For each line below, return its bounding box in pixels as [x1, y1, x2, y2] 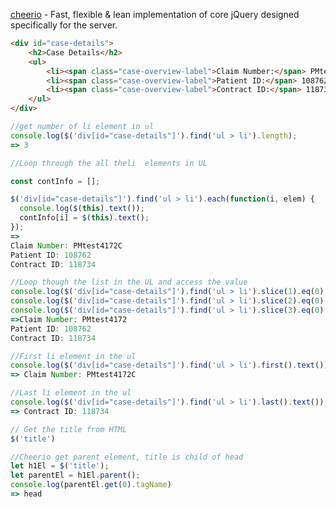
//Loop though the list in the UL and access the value [10, 277, 248, 288]
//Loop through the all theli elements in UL [10, 158, 208, 168]
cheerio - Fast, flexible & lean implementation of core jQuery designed [10, 9, 300, 20]
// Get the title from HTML [10, 424, 128, 434]
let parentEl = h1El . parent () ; [10, 470, 141, 481]
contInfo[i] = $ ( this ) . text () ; [19, 213, 150, 223]
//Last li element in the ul [10, 388, 132, 398]
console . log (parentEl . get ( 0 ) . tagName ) [10, 480, 172, 490]
